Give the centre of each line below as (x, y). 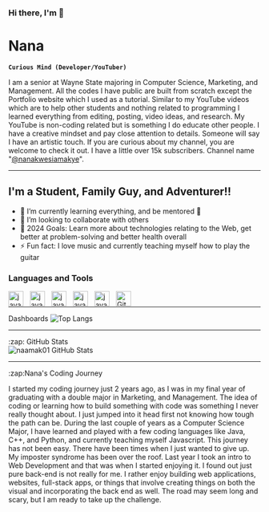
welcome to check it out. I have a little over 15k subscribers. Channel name (131, 150)
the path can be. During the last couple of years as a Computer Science (126, 423)
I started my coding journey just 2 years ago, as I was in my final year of (127, 388)
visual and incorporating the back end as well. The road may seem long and (133, 491)
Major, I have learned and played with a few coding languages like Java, (127, 431)
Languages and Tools (51, 278)
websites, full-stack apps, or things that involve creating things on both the (132, 482)
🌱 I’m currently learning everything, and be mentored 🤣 (110, 211)
